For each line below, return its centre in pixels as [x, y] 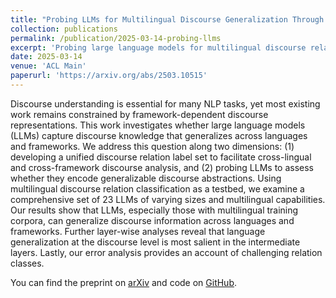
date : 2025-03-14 [46, 57]
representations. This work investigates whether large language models [158, 125]
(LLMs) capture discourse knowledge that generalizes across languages [159, 135]
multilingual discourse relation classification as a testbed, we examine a [157, 188]
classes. [27, 263]
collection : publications [64, 29]
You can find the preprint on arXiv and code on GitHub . [124, 282]
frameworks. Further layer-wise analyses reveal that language [138, 231]
